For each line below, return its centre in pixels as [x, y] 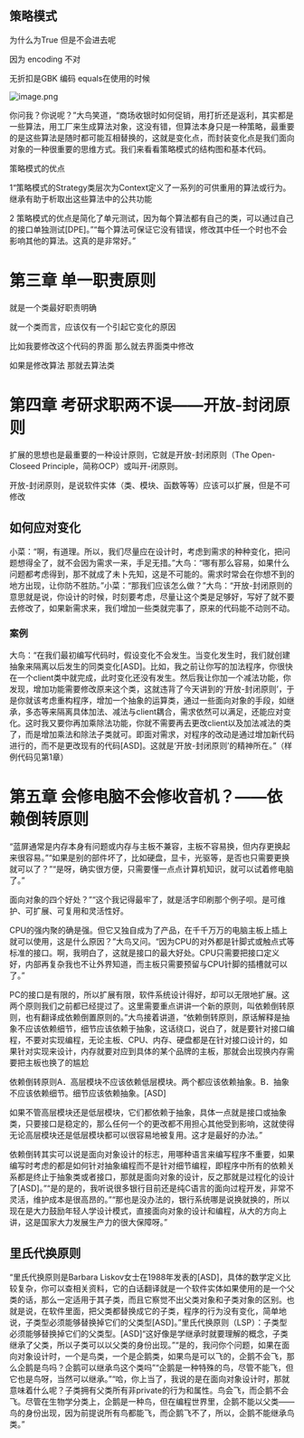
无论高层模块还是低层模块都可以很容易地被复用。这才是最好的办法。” [136, 1135]
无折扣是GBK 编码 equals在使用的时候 [80, 78]
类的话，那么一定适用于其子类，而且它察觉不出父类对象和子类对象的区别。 [148, 1299]
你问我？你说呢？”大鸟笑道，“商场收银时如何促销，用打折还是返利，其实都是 [152, 115]
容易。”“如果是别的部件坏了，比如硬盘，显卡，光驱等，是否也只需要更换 [157, 858]
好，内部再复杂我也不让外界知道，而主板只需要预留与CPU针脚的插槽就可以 [148, 963]
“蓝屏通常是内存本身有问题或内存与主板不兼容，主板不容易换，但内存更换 [146, 846]
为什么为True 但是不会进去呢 [62, 40]
